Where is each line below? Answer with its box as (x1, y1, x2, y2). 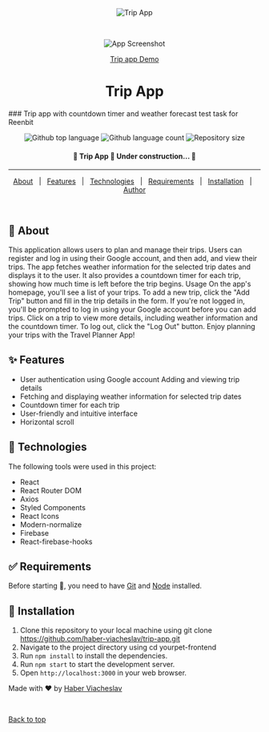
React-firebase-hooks (19, 537, 93, 546)
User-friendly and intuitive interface (19, 408, 139, 418)
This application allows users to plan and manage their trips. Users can (8, 244, 243, 255)
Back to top (8, 714, 46, 724)
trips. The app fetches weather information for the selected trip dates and (8, 262, 251, 271)
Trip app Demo (110, 54, 159, 63)
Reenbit (8, 117, 34, 127)
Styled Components (19, 502, 86, 512)
